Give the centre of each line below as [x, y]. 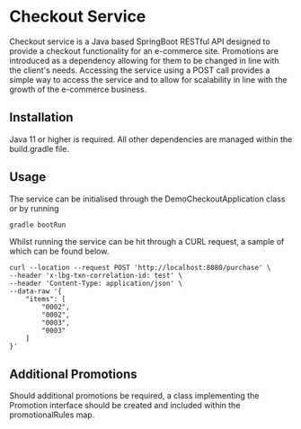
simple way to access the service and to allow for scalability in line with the [148, 79]
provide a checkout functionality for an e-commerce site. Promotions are [144, 50]
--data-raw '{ [36, 291]
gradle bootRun [38, 225]
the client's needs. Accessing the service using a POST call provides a [140, 70]
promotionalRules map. [52, 415]
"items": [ [46, 299]
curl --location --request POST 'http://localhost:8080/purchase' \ [140, 268]
